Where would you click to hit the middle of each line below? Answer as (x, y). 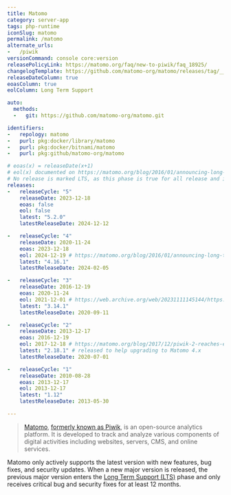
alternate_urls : (30, 45)
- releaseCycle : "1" (40, 369)
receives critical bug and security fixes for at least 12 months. (94, 484)
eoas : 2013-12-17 (44, 382)
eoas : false (36, 204)
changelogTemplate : (35, 71)
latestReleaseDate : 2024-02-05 (64, 268)
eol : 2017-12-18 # (46, 344)
